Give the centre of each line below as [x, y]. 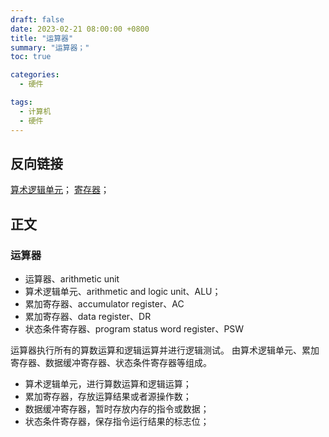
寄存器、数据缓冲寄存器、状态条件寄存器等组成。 [111, 362]
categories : [35, 75]
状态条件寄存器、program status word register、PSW [134, 329]
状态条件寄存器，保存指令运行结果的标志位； [117, 421]
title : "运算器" [42, 38]
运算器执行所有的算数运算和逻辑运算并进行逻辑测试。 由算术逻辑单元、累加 [165, 350]
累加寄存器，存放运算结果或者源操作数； [108, 396]
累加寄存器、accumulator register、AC [104, 304]
